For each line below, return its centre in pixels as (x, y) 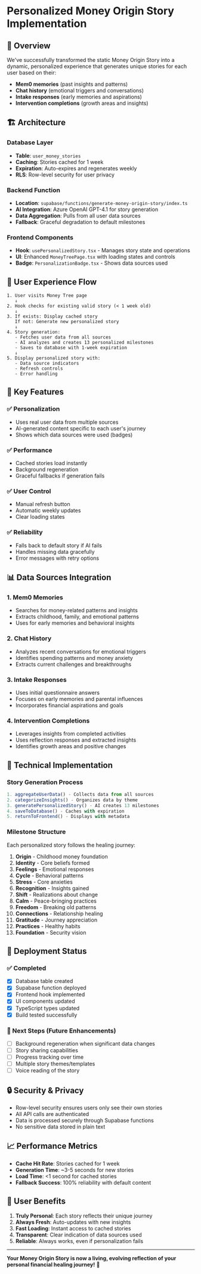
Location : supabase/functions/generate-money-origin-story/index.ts (101, 203)
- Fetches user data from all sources (63, 337)
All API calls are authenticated (52, 1114)
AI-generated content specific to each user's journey (81, 428)
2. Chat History (29, 638)
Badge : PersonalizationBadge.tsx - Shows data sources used (92, 263)
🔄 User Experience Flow (52, 282)
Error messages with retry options (57, 558)
